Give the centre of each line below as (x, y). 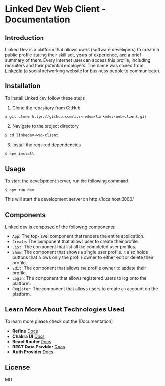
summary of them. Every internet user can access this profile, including (78, 60)
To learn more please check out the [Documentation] (59, 321)
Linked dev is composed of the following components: (60, 227)
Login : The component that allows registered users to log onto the (79, 278)
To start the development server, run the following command (67, 181)
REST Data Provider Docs (39, 347)
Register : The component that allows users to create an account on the (85, 289)
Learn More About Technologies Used (65, 309)
